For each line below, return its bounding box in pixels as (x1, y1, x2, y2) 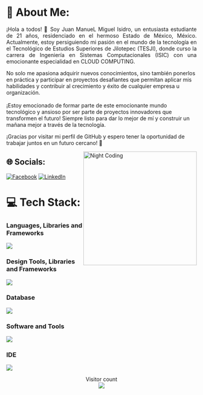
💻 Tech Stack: (6, 195, 81, 209)
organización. (6, 89, 40, 96)
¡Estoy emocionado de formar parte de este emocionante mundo (6, 101, 167, 109)
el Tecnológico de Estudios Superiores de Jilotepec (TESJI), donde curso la (6, 45, 197, 52)
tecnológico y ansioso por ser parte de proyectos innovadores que (6, 108, 172, 115)
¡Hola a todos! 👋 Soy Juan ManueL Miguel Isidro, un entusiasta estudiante (6, 25, 197, 33)
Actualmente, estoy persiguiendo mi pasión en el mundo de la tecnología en (6, 38, 197, 46)
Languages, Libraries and (6, 221, 83, 229)
